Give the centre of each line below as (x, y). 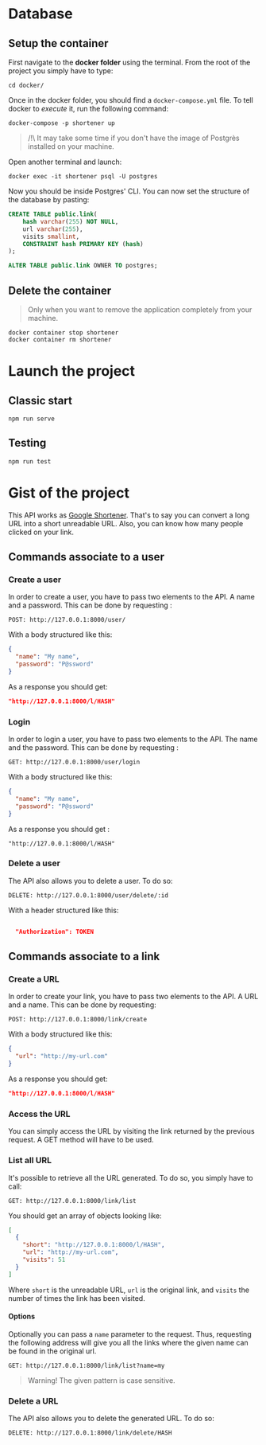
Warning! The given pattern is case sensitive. (102, 1380)
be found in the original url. (52, 1351)
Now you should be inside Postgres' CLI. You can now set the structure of (129, 191)
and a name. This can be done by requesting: (82, 1005)
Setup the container (58, 43)
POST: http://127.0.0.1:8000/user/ (67, 620)
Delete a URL (33, 1400)
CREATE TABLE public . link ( (53, 214)
